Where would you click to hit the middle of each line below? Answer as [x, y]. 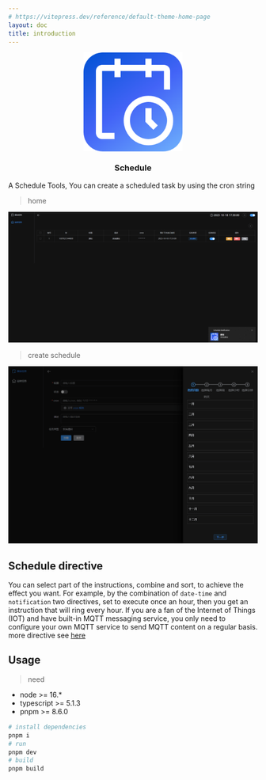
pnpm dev [23, 752]
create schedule [54, 356]
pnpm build [26, 769]
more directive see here [47, 635]
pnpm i [19, 735]
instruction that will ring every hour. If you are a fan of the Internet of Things [132, 611]
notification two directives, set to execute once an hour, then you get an [128, 602]
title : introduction [42, 33]
